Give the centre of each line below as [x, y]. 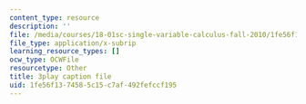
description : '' [40, 26]
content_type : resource [55, 18]
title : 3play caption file [61, 77]
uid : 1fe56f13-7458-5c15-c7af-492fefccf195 [93, 85]
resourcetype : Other [49, 69]
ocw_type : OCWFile [44, 60]
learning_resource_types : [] [65, 52]
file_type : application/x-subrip [73, 43]
